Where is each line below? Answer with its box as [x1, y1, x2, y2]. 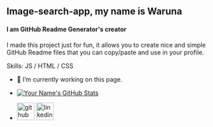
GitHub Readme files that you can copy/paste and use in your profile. [6, 48, 205, 57]
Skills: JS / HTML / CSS [6, 61, 74, 70]
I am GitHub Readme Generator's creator [6, 24, 127, 33]
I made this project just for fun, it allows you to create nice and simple [6, 40, 206, 49]
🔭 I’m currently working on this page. [16, 75, 123, 83]
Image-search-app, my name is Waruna [6, 6, 182, 17]
